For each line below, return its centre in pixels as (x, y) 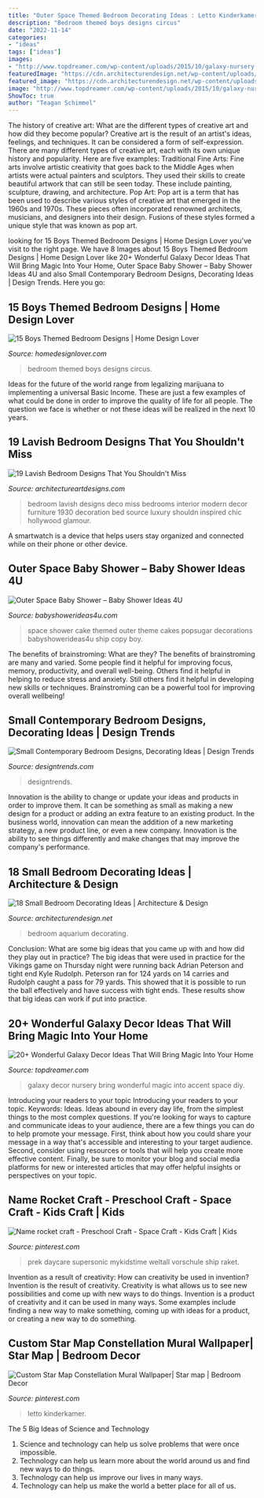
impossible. (38, 1452)
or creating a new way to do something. (72, 1319)
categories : (27, 37)
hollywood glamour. (59, 520)
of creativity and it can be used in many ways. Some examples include (122, 1302)
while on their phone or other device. (68, 544)
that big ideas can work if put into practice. (78, 999)
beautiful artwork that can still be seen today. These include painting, (120, 184)
